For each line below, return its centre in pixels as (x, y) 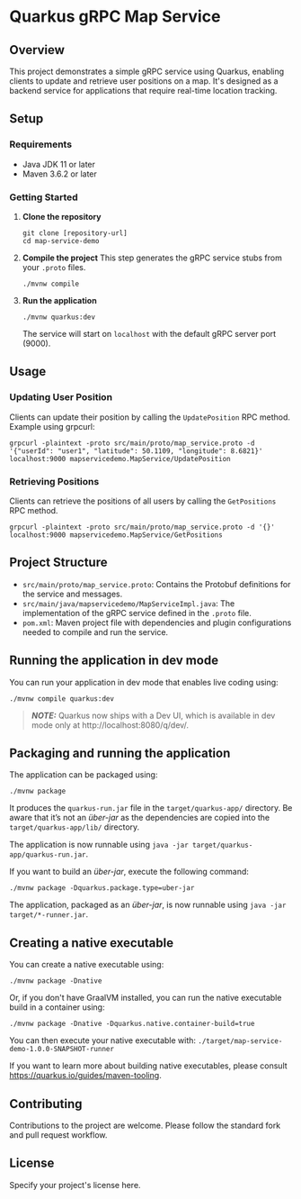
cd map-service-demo (61, 241)
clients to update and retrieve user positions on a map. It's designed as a (144, 81)
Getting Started (44, 197)
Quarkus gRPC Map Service (115, 17)
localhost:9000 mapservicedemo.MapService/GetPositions (116, 535)
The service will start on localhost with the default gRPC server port (149, 333)
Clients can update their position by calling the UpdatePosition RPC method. (150, 417)
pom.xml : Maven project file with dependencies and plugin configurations (157, 622)
